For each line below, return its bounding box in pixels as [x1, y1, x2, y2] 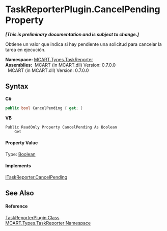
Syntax [5, 82, 29, 91]
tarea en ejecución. [5, 46, 46, 53]
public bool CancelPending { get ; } [5, 106, 83, 111]
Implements [5, 163, 32, 169]
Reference [5, 203, 28, 210]
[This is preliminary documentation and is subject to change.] [5, 31, 139, 37]
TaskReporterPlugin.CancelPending [5, 4, 160, 15]
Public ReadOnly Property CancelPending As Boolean [5, 124, 117, 130]
